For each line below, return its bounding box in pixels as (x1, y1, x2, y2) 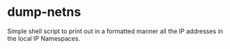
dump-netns (7, 4, 82, 20)
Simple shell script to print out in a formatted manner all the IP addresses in (7, 27, 223, 35)
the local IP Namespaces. (7, 34, 81, 42)
